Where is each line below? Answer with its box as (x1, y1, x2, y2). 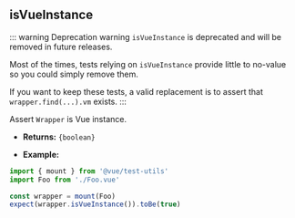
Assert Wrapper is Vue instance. (9, 113, 127, 124)
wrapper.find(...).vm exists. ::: (9, 96, 127, 107)
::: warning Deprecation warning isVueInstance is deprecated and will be (9, 31, 282, 42)
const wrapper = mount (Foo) (9, 192, 117, 201)
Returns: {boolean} (22, 131, 96, 142)
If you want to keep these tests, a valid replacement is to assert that (9, 86, 264, 97)
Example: (22, 149, 59, 160)
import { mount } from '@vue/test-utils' (9, 166, 169, 176)
